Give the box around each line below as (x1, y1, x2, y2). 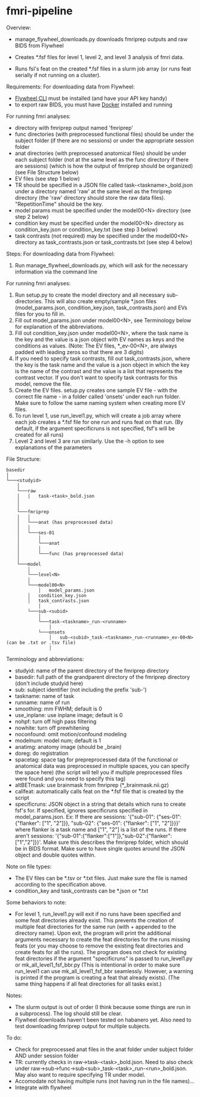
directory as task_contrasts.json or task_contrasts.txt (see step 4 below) (14, 238, 193, 246)
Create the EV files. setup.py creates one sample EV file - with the (14, 386, 177, 394)
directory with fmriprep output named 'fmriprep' (14, 124, 133, 131)
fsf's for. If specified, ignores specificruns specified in (14, 806, 148, 814)
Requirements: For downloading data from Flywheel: (6, 83, 135, 90)
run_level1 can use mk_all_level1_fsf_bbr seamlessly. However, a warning (14, 967, 194, 974)
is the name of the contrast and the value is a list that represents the (14, 367, 183, 374)
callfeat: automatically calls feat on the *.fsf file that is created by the (14, 788, 184, 795)
